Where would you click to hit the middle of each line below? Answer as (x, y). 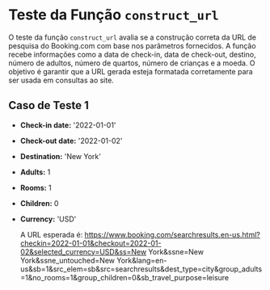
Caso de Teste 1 (49, 105)
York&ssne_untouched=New (67, 260)
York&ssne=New (176, 251)
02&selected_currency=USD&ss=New (83, 251)
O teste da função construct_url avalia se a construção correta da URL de (133, 37)
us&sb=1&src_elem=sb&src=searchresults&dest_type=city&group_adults (141, 269)
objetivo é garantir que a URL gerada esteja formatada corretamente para (131, 71)
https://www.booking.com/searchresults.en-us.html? (172, 234)
